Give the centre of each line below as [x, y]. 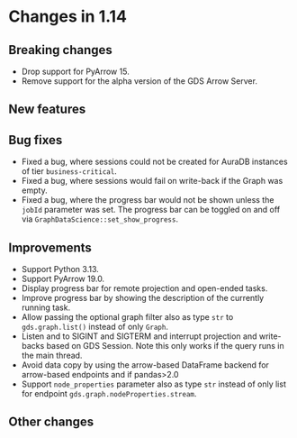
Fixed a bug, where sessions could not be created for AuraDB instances [155, 162]
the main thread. [52, 356]
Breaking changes [61, 50]
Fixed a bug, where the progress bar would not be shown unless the [148, 200]
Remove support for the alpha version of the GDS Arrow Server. [139, 81]
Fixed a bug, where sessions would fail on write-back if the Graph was [152, 181]
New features [47, 109]
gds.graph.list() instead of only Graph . [94, 327]
